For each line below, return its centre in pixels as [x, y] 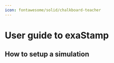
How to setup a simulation [47, 54]
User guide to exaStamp [57, 35]
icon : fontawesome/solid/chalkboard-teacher [53, 10]
